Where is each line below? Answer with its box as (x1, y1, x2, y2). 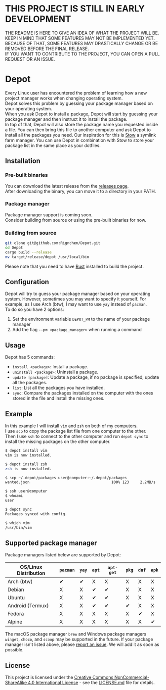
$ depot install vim (5, 448, 48, 453)
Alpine (7, 618, 23, 625)
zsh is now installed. (5, 466, 52, 471)
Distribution (17, 570, 45, 577)
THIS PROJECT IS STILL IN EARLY (5, 3, 145, 14)
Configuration (5, 278, 49, 286)
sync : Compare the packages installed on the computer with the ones (12, 390, 153, 396)
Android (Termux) (7, 602, 49, 609)
